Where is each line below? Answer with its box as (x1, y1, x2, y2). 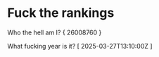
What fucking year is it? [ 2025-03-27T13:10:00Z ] (7, 42, 153, 50)
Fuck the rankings (7, 5, 115, 21)
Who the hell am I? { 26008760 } (7, 28, 102, 37)
